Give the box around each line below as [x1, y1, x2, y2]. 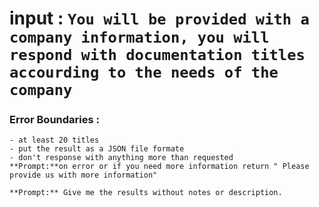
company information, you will [9, 28, 270, 47]
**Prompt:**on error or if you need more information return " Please [9, 162, 310, 172]
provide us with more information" [9, 170, 158, 181]
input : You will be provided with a [9, 7, 310, 30]
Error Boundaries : [9, 113, 100, 127]
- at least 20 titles [9, 135, 100, 146]
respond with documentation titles [9, 46, 306, 65]
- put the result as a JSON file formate [9, 144, 185, 154]
